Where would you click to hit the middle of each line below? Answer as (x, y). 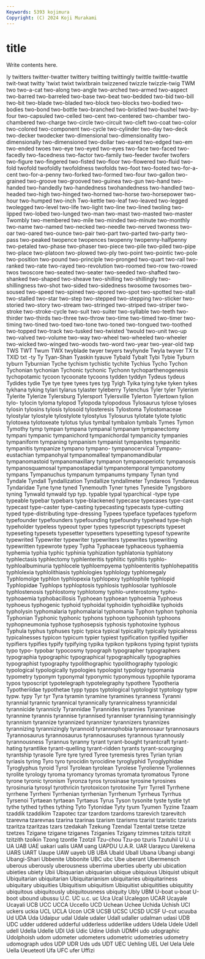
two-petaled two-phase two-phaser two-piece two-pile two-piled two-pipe (101, 247)
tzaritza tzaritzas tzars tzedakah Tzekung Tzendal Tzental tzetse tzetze (96, 826)
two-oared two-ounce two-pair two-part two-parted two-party (95, 233)
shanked (17, 279)
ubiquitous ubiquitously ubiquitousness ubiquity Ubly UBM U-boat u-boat (99, 892)
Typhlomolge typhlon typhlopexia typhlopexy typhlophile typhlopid (91, 579)
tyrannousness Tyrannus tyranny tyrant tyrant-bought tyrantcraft (88, 742)
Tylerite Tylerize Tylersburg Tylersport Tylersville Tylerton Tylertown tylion (100, 396)
